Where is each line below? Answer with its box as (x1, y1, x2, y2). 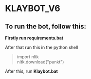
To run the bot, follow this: (5, 22, 87, 31)
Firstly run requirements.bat (5, 35, 64, 41)
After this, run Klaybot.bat (5, 68, 58, 74)
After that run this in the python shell (5, 45, 78, 50)
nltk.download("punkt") (17, 59, 64, 64)
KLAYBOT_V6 (5, 3, 60, 14)
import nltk (17, 54, 39, 60)
